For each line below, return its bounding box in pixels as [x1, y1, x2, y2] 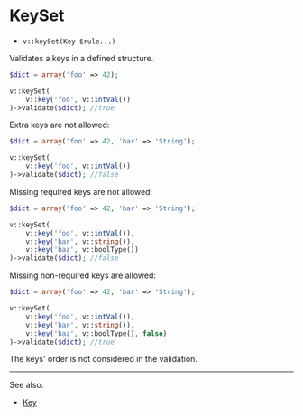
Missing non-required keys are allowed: [9, 270, 156, 281]
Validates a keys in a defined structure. [9, 52, 154, 63]
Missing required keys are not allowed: [9, 186, 153, 197]
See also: [9, 380, 44, 391]
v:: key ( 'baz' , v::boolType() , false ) [25, 328, 168, 338]
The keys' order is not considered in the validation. [9, 354, 198, 365]
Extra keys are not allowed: [9, 119, 110, 131]
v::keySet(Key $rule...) [22, 37, 116, 46]
